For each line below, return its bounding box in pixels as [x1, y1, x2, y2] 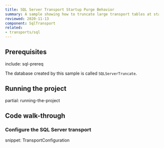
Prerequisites [5, 48, 47, 56]
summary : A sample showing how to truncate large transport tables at [5, 12, 152, 17]
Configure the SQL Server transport [5, 126, 91, 133]
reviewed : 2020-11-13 [5, 16, 49, 21]
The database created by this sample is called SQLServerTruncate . [5, 70, 137, 76]
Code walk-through [5, 112, 65, 120]
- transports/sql [5, 30, 41, 35]
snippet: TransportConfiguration [5, 137, 70, 143]
